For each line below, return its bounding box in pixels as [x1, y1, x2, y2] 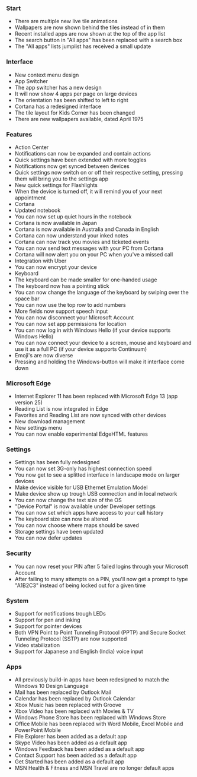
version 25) [14, 399, 43, 406]
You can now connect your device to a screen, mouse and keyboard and [14, 339, 192, 346]
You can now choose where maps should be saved [14, 522, 139, 529]
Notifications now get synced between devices [14, 162, 130, 170]
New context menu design [14, 71, 79, 78]
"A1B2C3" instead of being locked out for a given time [14, 582, 146, 589]
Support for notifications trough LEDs [14, 610, 106, 617]
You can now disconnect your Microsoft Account [14, 313, 134, 321]
